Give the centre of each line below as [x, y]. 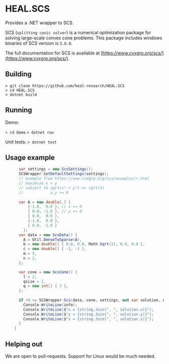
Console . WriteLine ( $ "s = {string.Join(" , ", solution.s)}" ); [89, 319]
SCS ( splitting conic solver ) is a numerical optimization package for [78, 32]
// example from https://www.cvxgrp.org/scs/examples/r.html [84, 179]
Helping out [24, 344]
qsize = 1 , [35, 281]
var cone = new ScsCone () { [48, 272]
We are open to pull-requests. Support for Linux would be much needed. [80, 356]
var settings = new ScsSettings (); [56, 169]
